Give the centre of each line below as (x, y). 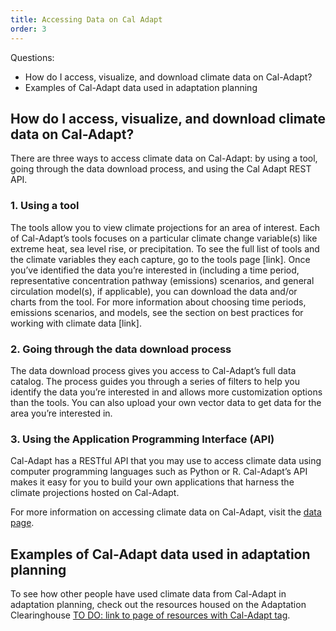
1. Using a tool (45, 206)
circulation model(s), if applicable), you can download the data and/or (154, 291)
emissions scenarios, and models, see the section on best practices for (157, 312)
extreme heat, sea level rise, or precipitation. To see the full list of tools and (165, 248)
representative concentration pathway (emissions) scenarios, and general (162, 280)
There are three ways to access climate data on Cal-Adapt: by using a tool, (164, 158)
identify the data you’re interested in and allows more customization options (166, 392)
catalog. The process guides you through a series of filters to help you (155, 381)
